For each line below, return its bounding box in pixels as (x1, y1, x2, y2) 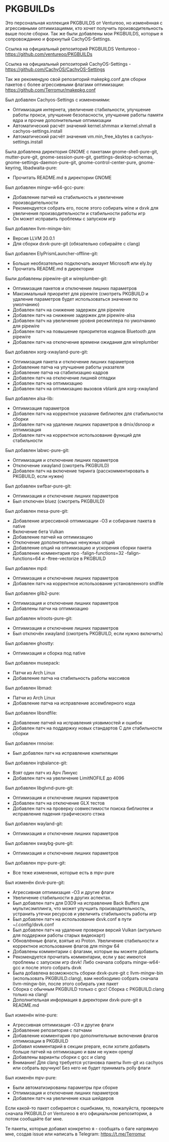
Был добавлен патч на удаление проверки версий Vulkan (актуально (12, 927, 161, 933)
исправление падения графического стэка (12, 810, 105, 817)
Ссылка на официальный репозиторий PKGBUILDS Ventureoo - (5, 46, 140, 52)
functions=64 (12, 555, 41, 561)
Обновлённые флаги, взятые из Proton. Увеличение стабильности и (12, 937, 159, 944)
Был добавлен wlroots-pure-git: (5, 615, 73, 621)
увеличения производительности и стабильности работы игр (12, 210, 146, 216)
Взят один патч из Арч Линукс (12, 769, 78, 776)
